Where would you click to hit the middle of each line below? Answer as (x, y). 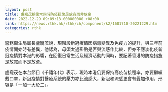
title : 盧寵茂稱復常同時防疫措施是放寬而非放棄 (48, 14)
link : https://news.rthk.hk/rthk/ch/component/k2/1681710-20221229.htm (81, 24)
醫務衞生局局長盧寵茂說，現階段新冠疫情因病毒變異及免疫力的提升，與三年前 (84, 43)
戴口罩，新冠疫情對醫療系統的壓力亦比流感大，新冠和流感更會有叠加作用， (82, 79)
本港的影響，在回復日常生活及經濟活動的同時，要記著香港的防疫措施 (92, 56)
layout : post (19, 10)
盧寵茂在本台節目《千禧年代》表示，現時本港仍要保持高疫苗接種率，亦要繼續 (84, 72)
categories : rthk (23, 28)
